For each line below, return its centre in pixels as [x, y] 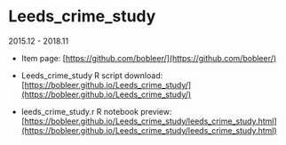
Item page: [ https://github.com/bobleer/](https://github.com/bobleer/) [149, 58]
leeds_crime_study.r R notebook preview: [96, 111]
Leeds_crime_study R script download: [92, 75]
